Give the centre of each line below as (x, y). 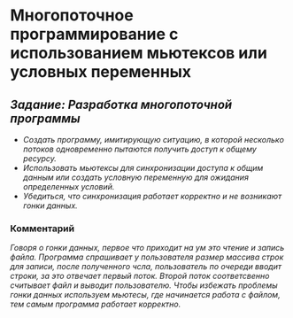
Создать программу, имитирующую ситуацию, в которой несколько (153, 140)
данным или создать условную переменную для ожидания (135, 177)
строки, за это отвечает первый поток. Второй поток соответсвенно (140, 276)
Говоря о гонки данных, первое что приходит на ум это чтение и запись (147, 248)
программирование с (94, 34)
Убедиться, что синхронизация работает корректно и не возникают (152, 196)
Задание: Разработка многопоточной (121, 104)
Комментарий (42, 229)
